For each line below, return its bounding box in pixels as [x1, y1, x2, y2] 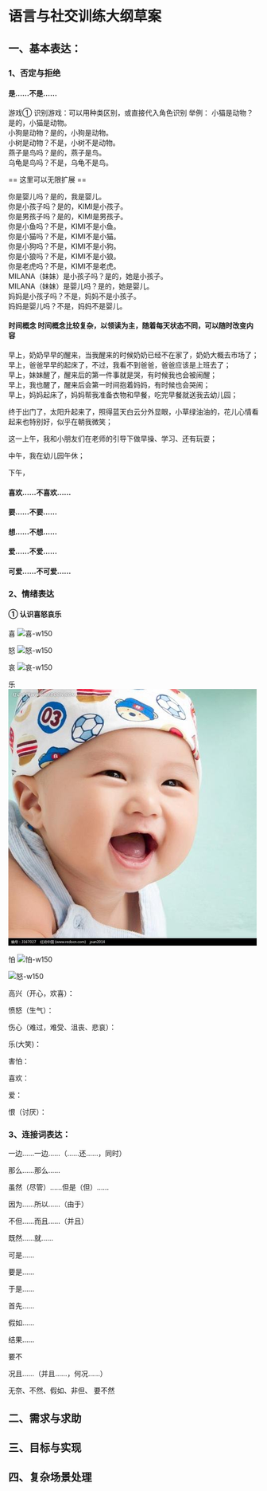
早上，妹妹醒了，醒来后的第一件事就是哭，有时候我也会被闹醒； [8, 370, 217, 380]
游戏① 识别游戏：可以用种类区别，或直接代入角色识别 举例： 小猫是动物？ [8, 108, 254, 117]
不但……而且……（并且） [8, 1217, 89, 1226]
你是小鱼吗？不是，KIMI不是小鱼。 [8, 221, 121, 231]
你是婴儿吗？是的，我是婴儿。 [8, 191, 106, 201]
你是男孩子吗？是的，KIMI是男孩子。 [8, 211, 128, 221]
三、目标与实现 [8, 1441, 82, 1455]
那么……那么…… [8, 1166, 61, 1175]
